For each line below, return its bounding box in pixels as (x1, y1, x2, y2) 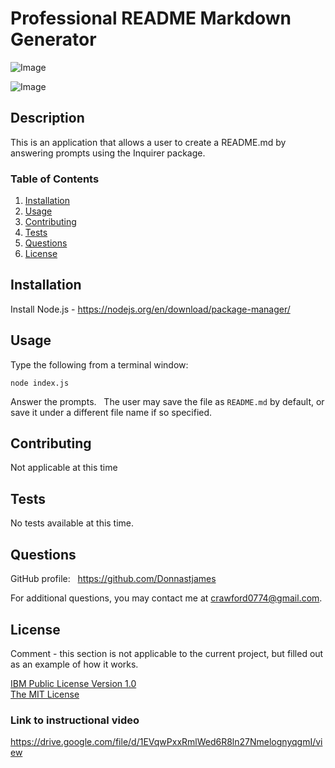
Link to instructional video (10, 713, 140, 727)
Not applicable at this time (10, 462, 118, 474)
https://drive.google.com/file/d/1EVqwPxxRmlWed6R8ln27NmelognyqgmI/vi (10, 736, 323, 748)
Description (10, 110, 85, 127)
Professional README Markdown (10, 7, 292, 30)
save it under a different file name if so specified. (10, 406, 213, 418)
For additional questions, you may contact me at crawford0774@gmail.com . (10, 592, 323, 604)
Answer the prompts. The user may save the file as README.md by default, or (10, 395, 325, 407)
